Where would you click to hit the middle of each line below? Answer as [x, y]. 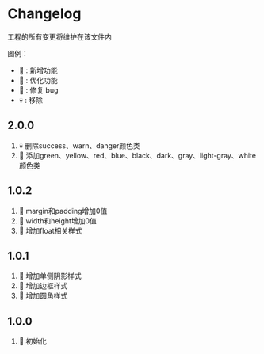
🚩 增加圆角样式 [43, 296]
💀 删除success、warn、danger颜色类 [79, 145]
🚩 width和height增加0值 [57, 221]
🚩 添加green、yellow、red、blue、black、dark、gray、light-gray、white [138, 155]
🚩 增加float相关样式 [50, 230]
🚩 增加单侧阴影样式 [50, 276]
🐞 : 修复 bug [38, 90]
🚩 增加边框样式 [43, 286]
